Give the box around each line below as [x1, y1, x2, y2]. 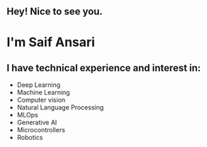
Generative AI [16, 118, 57, 127]
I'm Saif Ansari [6, 34, 95, 50]
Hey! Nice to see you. [6, 6, 103, 18]
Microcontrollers [16, 126, 65, 134]
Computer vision [16, 95, 66, 105]
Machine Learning [16, 88, 70, 97]
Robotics [16, 134, 43, 142]
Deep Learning [16, 81, 61, 89]
